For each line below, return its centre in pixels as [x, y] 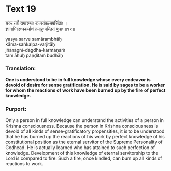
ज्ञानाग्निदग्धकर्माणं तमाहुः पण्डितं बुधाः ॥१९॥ [40, 29]
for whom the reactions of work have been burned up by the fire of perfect [85, 90]
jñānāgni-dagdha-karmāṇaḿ [35, 50]
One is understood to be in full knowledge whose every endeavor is [78, 80]
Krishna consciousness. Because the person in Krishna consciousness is [82, 126]
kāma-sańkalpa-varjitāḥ [30, 44]
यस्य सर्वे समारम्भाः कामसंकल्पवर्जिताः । [36, 23]
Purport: [16, 109]
